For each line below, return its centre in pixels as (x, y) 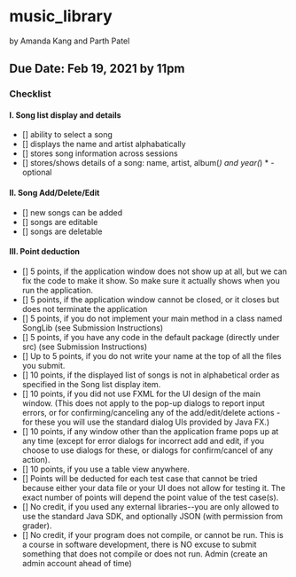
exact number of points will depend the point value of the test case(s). (150, 497)
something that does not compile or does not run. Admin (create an (144, 554)
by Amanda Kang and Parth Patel (70, 41)
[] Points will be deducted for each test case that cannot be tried (140, 478)
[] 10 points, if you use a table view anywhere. (106, 469)
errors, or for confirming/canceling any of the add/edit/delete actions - (151, 412)
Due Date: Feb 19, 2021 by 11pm (97, 69)
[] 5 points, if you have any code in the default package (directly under (151, 337)
